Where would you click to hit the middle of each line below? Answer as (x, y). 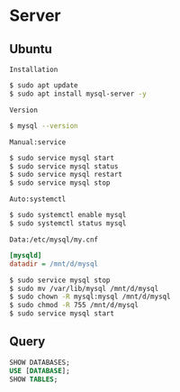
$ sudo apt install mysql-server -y (78, 94)
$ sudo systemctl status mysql (68, 223)
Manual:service (38, 142)
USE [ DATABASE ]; (40, 370)
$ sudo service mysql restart (66, 175)
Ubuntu (31, 49)
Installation (34, 69)
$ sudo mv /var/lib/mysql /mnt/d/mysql (84, 288)
